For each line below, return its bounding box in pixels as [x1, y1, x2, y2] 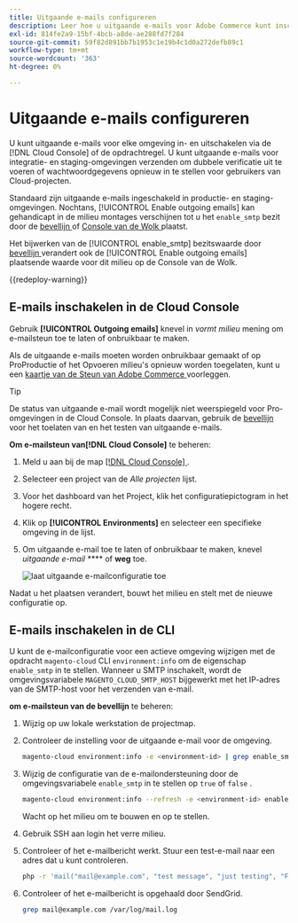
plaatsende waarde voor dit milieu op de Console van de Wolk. [9, 256, 238, 267]
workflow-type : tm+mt [9, 46, 90, 55]
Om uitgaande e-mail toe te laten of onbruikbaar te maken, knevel [21, 544, 263, 554]
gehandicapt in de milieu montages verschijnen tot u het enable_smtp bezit [9, 211, 281, 222]
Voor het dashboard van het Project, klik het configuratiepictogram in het [21, 490, 289, 501]
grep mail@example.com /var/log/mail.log [21, 905, 177, 914]
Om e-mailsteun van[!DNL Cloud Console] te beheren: [9, 439, 211, 450]
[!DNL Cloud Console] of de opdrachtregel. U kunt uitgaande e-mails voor [9, 147, 279, 158]
